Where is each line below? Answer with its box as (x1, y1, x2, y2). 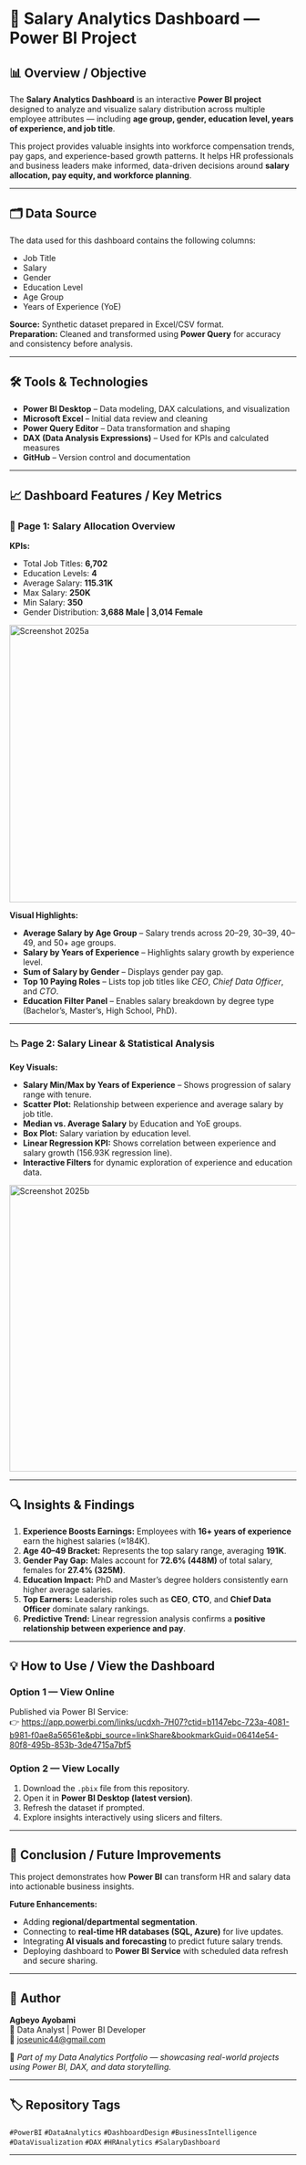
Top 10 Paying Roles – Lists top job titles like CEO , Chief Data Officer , (22, 977, 284, 987)
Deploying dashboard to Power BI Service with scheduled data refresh (22, 1946, 289, 1957)
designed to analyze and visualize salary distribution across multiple (9, 104, 266, 114)
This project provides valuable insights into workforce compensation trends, (9, 141, 295, 152)
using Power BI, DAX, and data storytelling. (9, 2062, 171, 2073)
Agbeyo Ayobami (9, 2014, 76, 2026)
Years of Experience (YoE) (22, 301, 122, 312)
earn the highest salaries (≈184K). (22, 1536, 150, 1547)
